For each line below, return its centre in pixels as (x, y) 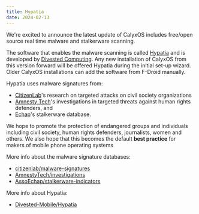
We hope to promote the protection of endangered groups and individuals (97, 126)
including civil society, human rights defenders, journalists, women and (94, 132)
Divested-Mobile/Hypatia (46, 204)
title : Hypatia (25, 12)
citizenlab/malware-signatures (52, 168)
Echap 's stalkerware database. (53, 114)
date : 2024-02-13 (28, 17)
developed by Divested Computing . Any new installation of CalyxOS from (97, 59)
